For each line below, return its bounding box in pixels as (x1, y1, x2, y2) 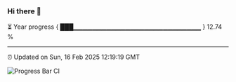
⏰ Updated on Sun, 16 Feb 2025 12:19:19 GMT (7, 53, 140, 62)
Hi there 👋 (7, 6, 42, 16)
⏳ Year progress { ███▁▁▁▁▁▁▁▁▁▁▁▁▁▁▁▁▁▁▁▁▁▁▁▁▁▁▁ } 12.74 (7, 22, 223, 31)
